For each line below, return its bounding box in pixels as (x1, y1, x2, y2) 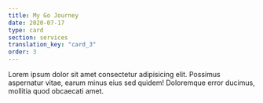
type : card (8, 26, 44, 34)
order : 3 (8, 48, 37, 56)
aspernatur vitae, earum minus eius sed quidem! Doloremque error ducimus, (8, 78, 255, 87)
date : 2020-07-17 (8, 19, 65, 27)
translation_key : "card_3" (8, 41, 97, 49)
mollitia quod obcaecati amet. (8, 86, 104, 95)
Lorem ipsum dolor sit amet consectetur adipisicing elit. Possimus (8, 70, 221, 79)
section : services (8, 33, 68, 42)
